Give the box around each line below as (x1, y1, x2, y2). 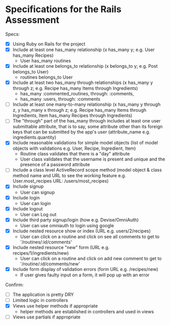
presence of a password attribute (20, 161, 90, 168)
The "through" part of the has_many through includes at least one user (12, 118, 161, 124)
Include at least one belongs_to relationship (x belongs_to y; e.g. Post (12, 63, 158, 69)
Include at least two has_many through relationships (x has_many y (12, 79, 153, 86)
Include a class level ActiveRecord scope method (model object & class (12, 167, 162, 173)
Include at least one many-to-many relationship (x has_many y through (12, 101, 161, 107)
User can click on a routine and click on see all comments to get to (20, 233, 160, 239)
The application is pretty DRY (12, 291, 74, 297)
